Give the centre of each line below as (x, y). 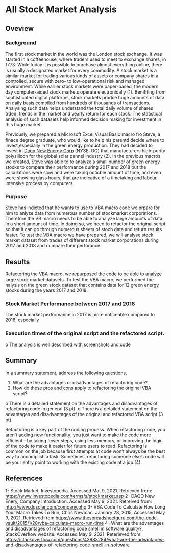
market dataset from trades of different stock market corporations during (82, 240)
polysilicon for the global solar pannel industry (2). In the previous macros (83, 156)
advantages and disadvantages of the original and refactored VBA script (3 (84, 414)
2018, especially (22, 320)
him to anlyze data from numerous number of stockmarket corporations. (81, 213)
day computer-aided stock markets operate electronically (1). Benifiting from (86, 92)
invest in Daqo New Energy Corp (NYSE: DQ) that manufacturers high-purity (86, 151)
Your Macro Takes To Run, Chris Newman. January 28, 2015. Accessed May (85, 513)
